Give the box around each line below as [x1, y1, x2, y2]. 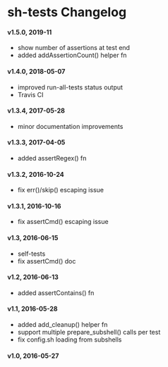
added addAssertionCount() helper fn [17, 51, 127, 60]
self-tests [17, 249, 46, 258]
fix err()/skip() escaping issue [17, 186, 104, 194]
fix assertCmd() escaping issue [17, 218, 109, 226]
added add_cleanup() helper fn [17, 321, 108, 329]
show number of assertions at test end [17, 44, 131, 52]
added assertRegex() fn [17, 154, 87, 162]
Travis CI [17, 90, 44, 99]
